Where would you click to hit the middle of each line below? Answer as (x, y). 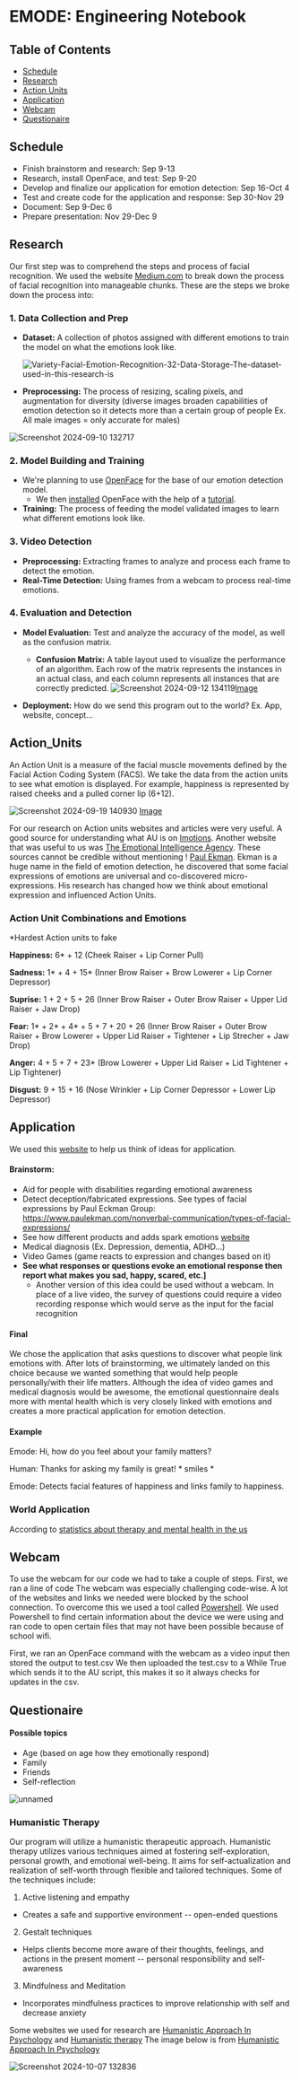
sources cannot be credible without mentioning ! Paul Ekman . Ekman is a (143, 856)
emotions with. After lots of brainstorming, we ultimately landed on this (140, 1363)
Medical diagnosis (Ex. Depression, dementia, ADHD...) (124, 1246)
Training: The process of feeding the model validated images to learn (150, 509)
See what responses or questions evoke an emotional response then (152, 1265)
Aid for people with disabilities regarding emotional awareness (137, 1189)
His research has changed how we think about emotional (163, 885)
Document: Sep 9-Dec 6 (67, 206)
